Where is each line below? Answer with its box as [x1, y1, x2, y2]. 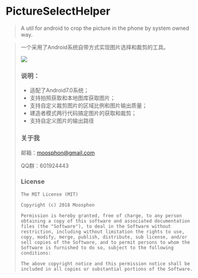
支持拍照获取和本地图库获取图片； [29, 94, 116, 102]
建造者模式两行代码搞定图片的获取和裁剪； [29, 110, 137, 117]
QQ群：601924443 [20, 162, 69, 169]
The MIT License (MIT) [20, 191, 79, 198]
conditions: [20, 250, 51, 256]
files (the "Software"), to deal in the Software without [20, 223, 171, 229]
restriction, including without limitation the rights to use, [20, 229, 185, 235]
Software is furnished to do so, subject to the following [20, 244, 174, 251]
